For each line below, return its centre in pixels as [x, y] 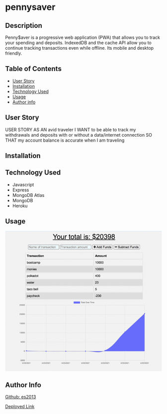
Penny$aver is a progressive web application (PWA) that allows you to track [83, 37]
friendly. [14, 53]
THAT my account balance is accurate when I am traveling [65, 140]
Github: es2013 [21, 397]
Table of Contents [34, 69]
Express [21, 190]
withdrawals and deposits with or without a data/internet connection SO [79, 135]
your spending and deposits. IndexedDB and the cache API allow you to [78, 43]
